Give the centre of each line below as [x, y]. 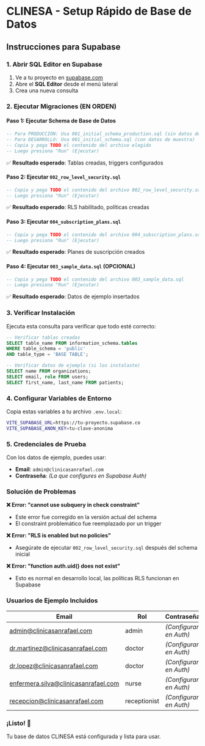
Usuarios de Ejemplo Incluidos [52, 600]
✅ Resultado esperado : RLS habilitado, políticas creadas [78, 207]
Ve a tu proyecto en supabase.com [59, 77]
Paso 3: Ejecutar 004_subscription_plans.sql [63, 222]
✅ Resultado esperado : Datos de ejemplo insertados [73, 297]
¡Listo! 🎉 [19, 723]
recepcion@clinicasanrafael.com [56, 701]
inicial [23, 554]
